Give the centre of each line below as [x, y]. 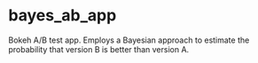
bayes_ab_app [63, 16]
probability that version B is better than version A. [99, 49]
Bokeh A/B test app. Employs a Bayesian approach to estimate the [129, 40]
